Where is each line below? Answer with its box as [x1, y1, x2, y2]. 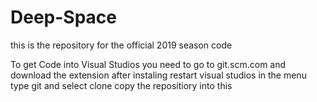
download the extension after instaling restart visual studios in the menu [10, 69, 307, 81]
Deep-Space [10, 6, 117, 29]
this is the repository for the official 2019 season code [10, 39, 233, 51]
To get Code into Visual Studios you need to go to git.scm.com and [10, 58, 287, 70]
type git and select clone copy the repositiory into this [10, 79, 233, 91]
